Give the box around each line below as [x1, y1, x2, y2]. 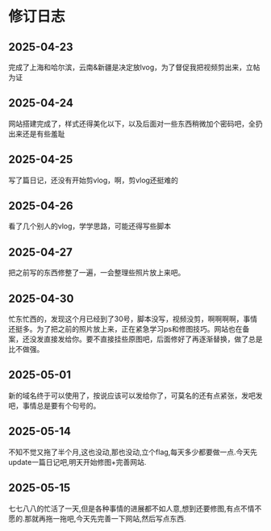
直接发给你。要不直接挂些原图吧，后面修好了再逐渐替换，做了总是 [43, 334, 263, 344]
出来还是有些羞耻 [8, 128, 65, 138]
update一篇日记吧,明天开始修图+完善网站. [8, 457, 147, 466]
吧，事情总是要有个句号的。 [8, 400, 101, 410]
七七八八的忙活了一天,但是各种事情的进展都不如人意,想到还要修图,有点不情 [8, 504, 256, 513]
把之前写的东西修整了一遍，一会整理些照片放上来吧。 [8, 268, 186, 278]
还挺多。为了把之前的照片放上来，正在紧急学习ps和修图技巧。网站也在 [8, 324, 243, 334]
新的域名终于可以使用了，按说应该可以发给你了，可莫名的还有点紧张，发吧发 [8, 391, 263, 400]
